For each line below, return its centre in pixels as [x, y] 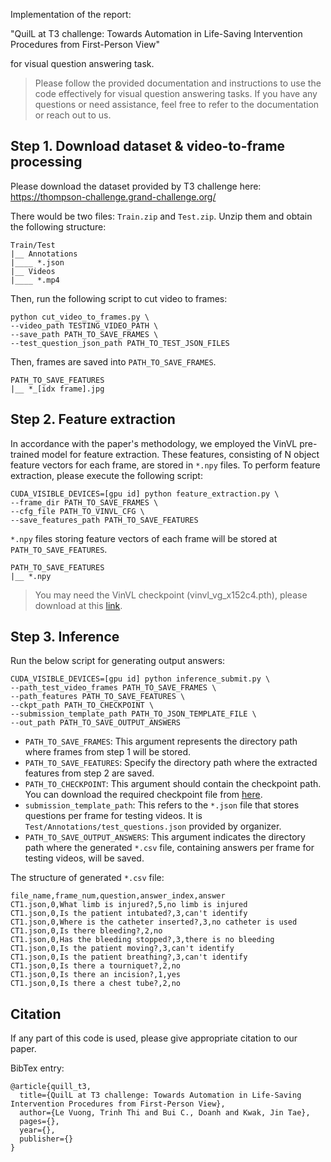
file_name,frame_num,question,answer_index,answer [118, 896]
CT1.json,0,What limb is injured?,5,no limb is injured [129, 905]
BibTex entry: [37, 1068]
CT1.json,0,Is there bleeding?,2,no [86, 931]
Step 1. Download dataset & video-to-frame [148, 146]
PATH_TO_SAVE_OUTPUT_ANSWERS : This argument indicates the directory [165, 837]
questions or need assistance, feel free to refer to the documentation [177, 104]
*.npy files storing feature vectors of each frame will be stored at [144, 538]
